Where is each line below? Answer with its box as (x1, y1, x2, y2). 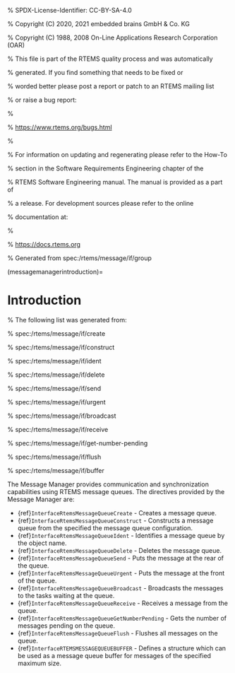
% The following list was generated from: (7, 315, 127, 324)
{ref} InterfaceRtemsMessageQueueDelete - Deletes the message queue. (17, 546, 222, 554)
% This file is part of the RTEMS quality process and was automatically (7, 54, 213, 63)
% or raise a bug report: (7, 95, 77, 104)
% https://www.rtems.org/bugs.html (7, 123, 112, 131)
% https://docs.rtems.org (7, 240, 81, 248)
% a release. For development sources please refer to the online (7, 199, 194, 207)
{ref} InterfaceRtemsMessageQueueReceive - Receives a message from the (17, 599, 228, 607)
